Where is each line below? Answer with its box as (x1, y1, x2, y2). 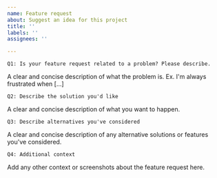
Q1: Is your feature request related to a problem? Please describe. (7, 60, 211, 67)
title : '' (7, 23, 36, 30)
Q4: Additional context (7, 151, 76, 158)
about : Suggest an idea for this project (7, 16, 128, 23)
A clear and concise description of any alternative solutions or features (7, 131, 209, 139)
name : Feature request (7, 10, 72, 17)
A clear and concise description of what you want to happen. (7, 105, 180, 113)
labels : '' (7, 29, 39, 36)
